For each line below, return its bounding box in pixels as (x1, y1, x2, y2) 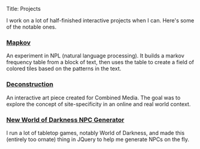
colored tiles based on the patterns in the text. (6, 65, 122, 72)
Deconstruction (6, 80, 53, 88)
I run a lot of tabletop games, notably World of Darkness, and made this (6, 129, 185, 136)
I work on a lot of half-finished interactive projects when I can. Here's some (6, 17, 195, 24)
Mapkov (6, 38, 31, 47)
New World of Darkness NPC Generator (6, 115, 125, 124)
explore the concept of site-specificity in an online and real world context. (6, 100, 191, 108)
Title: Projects (6, 5, 41, 12)
